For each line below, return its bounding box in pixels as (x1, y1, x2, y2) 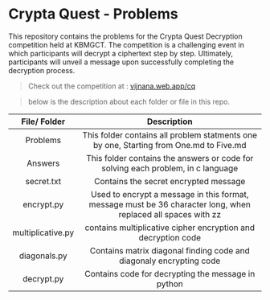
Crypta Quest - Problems (8, 5, 178, 23)
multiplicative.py (12, 227, 75, 238)
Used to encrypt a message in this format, (91, 188, 249, 199)
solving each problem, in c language (101, 162, 239, 174)
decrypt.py (22, 273, 64, 284)
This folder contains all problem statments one (82, 129, 258, 141)
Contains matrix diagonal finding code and (89, 245, 251, 256)
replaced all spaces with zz (118, 208, 221, 220)
